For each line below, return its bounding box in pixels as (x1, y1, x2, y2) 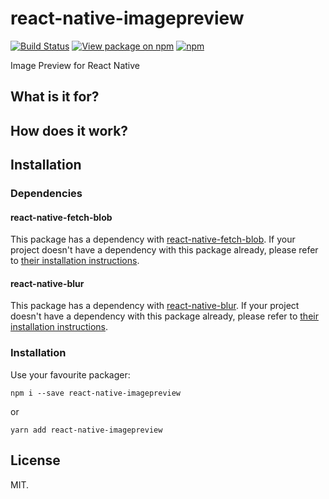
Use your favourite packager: (10, 368, 131, 381)
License (10, 452, 61, 469)
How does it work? (10, 122, 129, 139)
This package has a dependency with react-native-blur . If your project (10, 300, 300, 312)
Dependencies (10, 187, 83, 201)
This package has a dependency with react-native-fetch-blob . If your (10, 233, 296, 246)
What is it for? (10, 88, 100, 106)
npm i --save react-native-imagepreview (10, 388, 182, 398)
